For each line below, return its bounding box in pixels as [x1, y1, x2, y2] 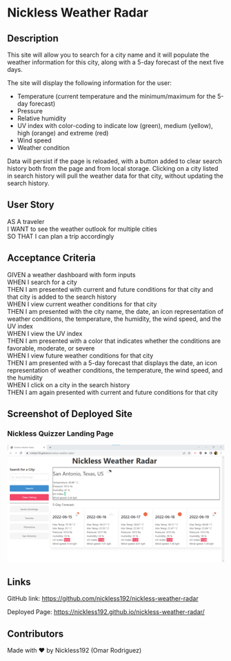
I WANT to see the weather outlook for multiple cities [7, 225, 157, 233]
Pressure [17, 107, 43, 115]
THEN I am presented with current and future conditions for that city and [7, 285, 214, 293]
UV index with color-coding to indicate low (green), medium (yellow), [17, 122, 213, 129]
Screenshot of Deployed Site [7, 408, 133, 420]
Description [7, 32, 59, 44]
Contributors [7, 628, 64, 640]
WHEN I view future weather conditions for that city [7, 351, 154, 360]
